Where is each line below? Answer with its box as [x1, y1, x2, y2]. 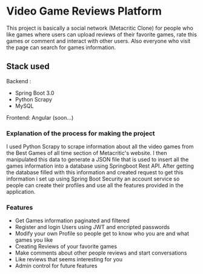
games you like [15, 236, 53, 244]
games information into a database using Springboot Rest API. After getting [6, 162, 194, 170]
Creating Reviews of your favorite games [15, 243, 117, 250]
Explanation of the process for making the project [6, 129, 156, 137]
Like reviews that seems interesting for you [15, 256, 123, 263]
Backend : [6, 77, 32, 84]
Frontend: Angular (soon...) [6, 114, 74, 121]
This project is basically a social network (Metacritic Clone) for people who [6, 24, 194, 32]
